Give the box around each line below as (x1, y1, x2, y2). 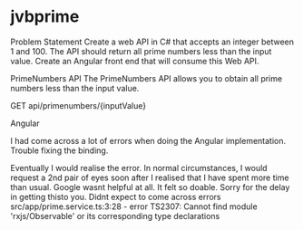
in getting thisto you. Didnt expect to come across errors (10, 191, 221, 202)
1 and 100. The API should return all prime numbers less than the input (10, 45, 272, 56)
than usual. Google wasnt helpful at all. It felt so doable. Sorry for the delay (10, 181, 290, 192)
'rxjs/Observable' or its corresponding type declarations (10, 210, 220, 221)
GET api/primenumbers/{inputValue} (10, 100, 147, 110)
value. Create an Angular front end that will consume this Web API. (10, 55, 259, 66)
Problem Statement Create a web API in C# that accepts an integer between (10, 36, 294, 47)
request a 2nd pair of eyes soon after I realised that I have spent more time (10, 172, 289, 183)
